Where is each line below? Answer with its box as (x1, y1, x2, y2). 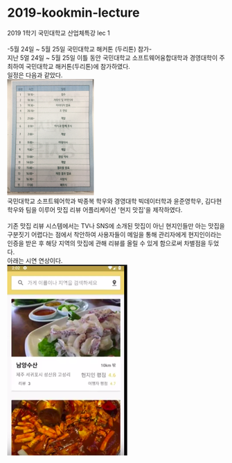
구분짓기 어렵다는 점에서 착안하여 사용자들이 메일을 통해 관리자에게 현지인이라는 (7, 230, 222, 238)
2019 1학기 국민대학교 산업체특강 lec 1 (7, 29, 110, 37)
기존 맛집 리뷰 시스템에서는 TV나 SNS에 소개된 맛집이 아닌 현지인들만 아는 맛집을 (7, 221, 225, 230)
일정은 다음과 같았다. (7, 71, 63, 79)
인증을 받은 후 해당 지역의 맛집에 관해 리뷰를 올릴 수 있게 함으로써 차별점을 (7, 238, 206, 247)
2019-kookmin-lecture (7, 5, 140, 21)
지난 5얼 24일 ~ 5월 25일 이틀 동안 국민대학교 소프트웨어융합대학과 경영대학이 (7, 54, 218, 62)
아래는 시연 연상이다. (7, 256, 63, 265)
